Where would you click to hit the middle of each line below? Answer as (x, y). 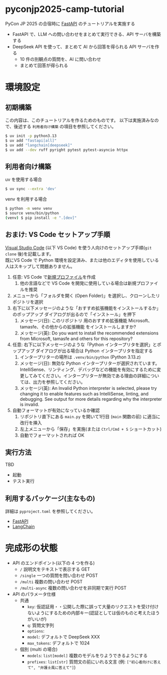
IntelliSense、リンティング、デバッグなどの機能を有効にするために (88, 369)
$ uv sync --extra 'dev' (31, 189)
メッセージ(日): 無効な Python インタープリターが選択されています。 (90, 363)
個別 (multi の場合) (39, 650)
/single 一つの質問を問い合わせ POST (59, 576)
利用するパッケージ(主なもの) (50, 498)
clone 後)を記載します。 (29, 254)
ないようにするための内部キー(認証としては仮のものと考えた (89, 613)
